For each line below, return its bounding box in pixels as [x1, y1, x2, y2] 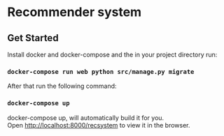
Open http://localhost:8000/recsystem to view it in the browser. [7, 121, 190, 129]
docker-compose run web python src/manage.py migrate [7, 68, 195, 75]
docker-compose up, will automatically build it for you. [7, 113, 164, 122]
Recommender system [7, 4, 142, 20]
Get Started [7, 32, 59, 44]
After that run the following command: [7, 82, 117, 91]
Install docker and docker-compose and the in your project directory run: [7, 50, 218, 59]
